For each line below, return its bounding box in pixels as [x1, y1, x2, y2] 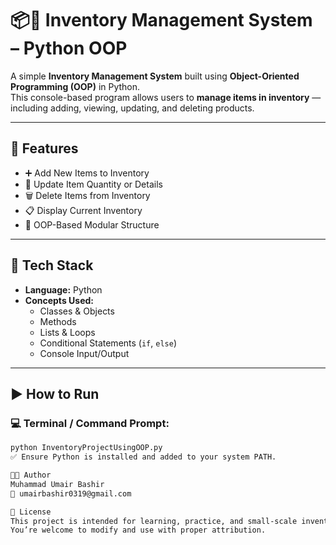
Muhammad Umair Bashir [10, 479, 105, 489]
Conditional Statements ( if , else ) [39, 337, 178, 349]
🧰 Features [10, 140, 79, 157]
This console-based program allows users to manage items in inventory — [10, 91, 322, 103]
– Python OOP [10, 37, 128, 60]
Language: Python [24, 283, 103, 296]
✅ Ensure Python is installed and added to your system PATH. [10, 452, 277, 462]
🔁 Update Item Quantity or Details [24, 178, 163, 190]
